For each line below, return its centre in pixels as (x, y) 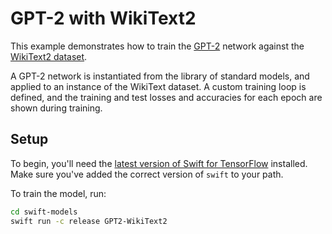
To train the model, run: (58, 193)
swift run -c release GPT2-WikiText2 (89, 221)
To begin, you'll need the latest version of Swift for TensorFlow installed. (159, 163)
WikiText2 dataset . (49, 56)
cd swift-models (44, 212)
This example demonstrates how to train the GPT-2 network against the (157, 46)
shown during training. (56, 108)
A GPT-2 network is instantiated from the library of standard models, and (160, 76)
